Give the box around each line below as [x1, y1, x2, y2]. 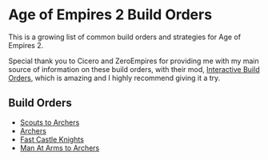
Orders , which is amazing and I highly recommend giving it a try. [8, 73, 221, 82]
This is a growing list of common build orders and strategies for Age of [8, 32, 242, 42]
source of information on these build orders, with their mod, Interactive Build [8, 64, 260, 74]
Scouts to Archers [19, 118, 80, 127]
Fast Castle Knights [19, 134, 84, 144]
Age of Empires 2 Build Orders [8, 6, 213, 24]
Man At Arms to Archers [19, 142, 100, 153]
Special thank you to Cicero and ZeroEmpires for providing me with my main [8, 56, 260, 66]
